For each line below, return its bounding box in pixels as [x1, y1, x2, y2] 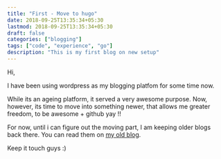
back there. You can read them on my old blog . [7, 130, 141, 139]
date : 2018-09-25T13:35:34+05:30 [7, 17, 104, 24]
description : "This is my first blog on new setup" [7, 49, 159, 56]
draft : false [7, 29, 45, 37]
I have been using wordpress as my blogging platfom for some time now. [7, 81, 215, 90]
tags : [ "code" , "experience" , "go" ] [7, 42, 113, 49]
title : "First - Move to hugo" [7, 10, 98, 17]
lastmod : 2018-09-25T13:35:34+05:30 [7, 23, 113, 30]
